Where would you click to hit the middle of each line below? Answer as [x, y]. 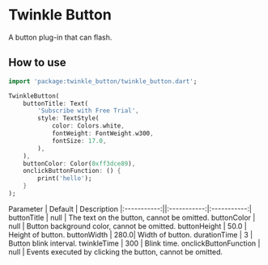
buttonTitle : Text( [56, 103]
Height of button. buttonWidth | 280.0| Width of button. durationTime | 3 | [131, 234]
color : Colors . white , [88, 126]
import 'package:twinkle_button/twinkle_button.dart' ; [103, 81]
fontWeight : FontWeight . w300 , [102, 133]
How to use [37, 63]
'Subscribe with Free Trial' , [88, 111]
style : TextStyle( [68, 119]
